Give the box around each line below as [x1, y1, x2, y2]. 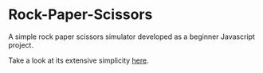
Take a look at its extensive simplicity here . [8, 56, 149, 65]
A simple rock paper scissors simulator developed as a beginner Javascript [8, 32, 255, 41]
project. [8, 40, 34, 49]
